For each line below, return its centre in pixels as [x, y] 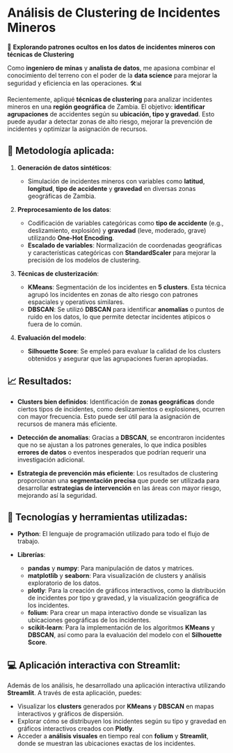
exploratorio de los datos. [64, 583]
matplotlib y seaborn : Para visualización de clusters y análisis [117, 576]
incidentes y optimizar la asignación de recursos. [78, 129]
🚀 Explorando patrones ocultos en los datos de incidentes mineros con [111, 47]
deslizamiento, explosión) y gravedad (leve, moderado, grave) [117, 230]
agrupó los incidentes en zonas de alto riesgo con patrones [113, 294]
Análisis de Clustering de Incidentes [114, 13]
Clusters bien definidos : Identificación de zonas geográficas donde [116, 402]
